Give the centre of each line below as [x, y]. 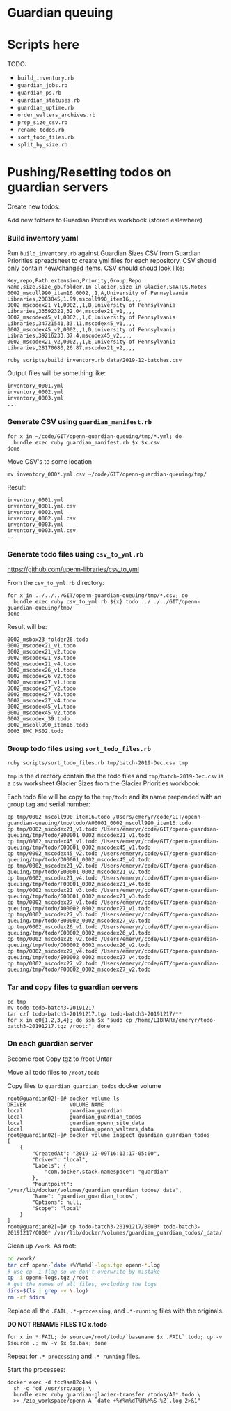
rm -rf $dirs [26, 1298]
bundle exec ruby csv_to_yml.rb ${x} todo [76, 601]
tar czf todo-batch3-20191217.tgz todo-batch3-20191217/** [95, 1014]
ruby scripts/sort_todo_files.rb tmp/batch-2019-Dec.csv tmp [98, 763]
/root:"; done [90, 1026]
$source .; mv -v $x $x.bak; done [57, 1343]
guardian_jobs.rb [42, 86]
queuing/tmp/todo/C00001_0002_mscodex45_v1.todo [79, 848]
